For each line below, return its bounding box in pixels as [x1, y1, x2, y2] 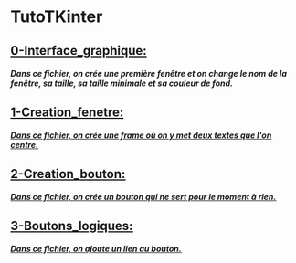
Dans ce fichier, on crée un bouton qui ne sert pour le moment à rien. [10, 192, 277, 203]
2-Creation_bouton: [10, 166, 126, 182]
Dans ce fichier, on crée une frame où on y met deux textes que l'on [10, 130, 272, 141]
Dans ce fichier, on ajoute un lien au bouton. [10, 244, 182, 255]
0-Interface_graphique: [10, 43, 147, 58]
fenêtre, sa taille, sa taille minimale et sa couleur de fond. [10, 78, 234, 89]
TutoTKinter [10, 6, 103, 27]
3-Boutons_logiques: [10, 217, 133, 234]
